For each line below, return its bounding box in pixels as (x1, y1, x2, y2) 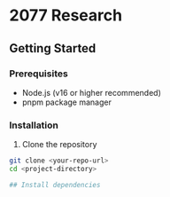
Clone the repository (21, 139, 97, 150)
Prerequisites (9, 67, 68, 80)
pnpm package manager (21, 97, 112, 107)
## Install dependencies (9, 180, 101, 189)
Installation (9, 119, 59, 131)
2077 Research (9, 5, 122, 26)
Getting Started (9, 41, 97, 56)
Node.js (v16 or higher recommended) (21, 87, 161, 98)
